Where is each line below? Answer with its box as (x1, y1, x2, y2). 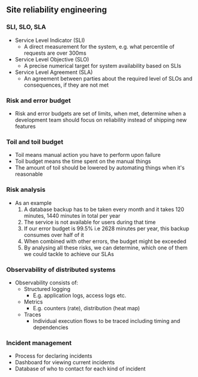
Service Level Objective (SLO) (14, 55, 89, 63)
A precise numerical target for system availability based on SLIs (23, 62, 182, 69)
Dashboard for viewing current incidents (14, 359, 115, 366)
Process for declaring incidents (14, 352, 92, 360)
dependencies (32, 323, 69, 331)
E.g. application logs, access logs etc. (32, 292, 127, 299)
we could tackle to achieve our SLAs (23, 250, 114, 257)
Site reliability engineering (6, 5, 107, 15)
